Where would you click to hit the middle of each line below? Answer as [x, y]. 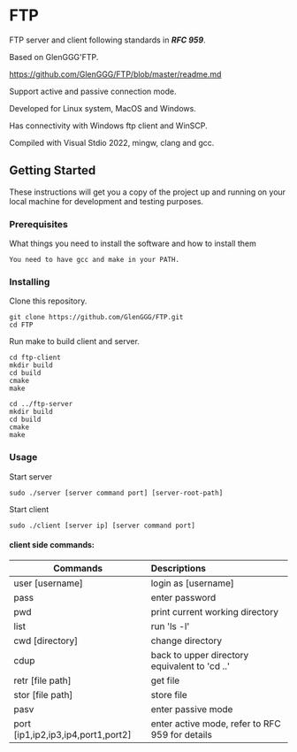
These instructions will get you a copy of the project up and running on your [147, 192]
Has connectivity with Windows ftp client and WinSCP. [108, 126]
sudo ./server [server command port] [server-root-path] [116, 493]
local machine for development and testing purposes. [107, 201]
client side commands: [52, 545]
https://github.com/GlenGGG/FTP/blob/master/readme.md [115, 74]
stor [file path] [43, 694]
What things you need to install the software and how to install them [133, 243]
